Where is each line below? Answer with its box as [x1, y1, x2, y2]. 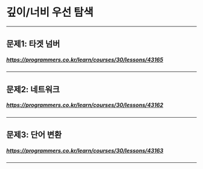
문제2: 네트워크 [6, 84, 60, 94]
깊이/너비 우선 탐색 [6, 5, 94, 19]
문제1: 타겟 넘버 [6, 39, 60, 49]
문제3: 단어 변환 [6, 130, 62, 140]
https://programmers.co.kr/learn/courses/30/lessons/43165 [6, 56, 164, 63]
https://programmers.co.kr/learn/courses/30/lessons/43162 [6, 101, 164, 109]
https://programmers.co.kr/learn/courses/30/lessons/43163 [6, 147, 164, 154]
